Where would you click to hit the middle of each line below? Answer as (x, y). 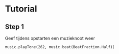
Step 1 (15, 27)
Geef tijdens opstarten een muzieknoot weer (50, 38)
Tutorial (21, 9)
